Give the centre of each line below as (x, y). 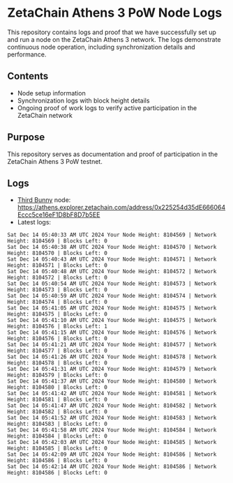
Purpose (26, 137)
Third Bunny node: (44, 200)
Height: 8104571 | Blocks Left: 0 (58, 266)
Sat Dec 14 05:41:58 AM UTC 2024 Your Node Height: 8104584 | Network (112, 430)
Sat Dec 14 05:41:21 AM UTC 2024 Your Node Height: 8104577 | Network (112, 345)
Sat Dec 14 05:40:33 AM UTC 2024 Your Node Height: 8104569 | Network (112, 235)
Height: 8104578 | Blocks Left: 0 (58, 363)
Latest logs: (34, 222)
